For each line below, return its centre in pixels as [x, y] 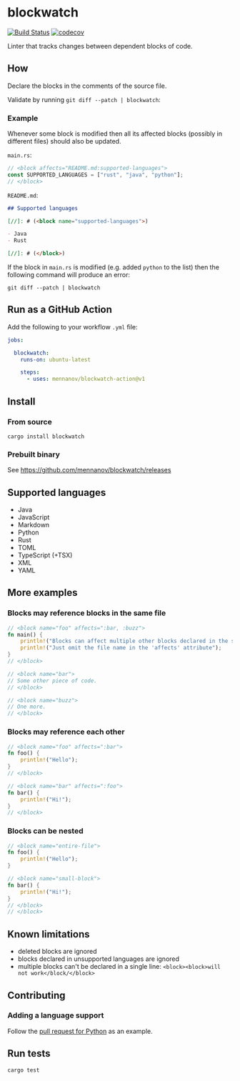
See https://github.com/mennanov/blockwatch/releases [89, 470]
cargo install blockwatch [46, 437]
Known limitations [49, 934]
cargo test [24, 1070]
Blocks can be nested [45, 831]
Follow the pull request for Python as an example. [80, 1031]
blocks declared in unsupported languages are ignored [99, 959]
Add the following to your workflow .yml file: [72, 327]
